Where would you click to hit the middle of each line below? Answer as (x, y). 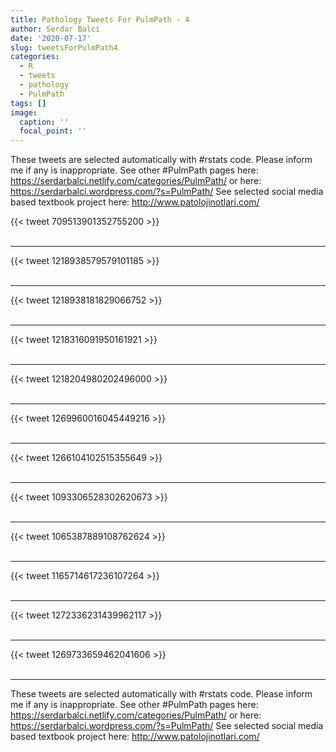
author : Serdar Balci (55, 29)
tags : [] (28, 103)
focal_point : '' (53, 131)
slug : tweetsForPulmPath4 (64, 47)
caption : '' (44, 122)
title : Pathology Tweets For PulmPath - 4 (100, 19)
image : (24, 112)
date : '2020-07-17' (51, 38)
